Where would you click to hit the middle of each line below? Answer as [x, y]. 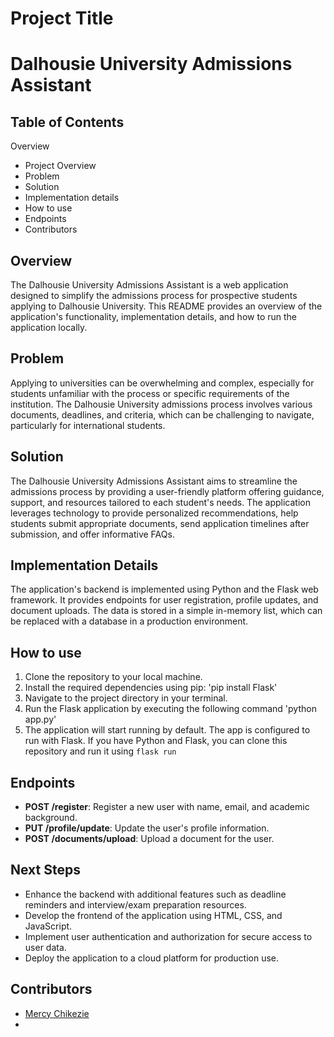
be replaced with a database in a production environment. [129, 621]
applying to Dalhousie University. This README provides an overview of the [166, 306]
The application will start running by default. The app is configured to [167, 730]
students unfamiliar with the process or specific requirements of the [150, 393]
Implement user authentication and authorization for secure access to [168, 936]
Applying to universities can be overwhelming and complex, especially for [162, 383]
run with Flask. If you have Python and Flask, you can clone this [156, 741]
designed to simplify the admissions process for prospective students [154, 295]
